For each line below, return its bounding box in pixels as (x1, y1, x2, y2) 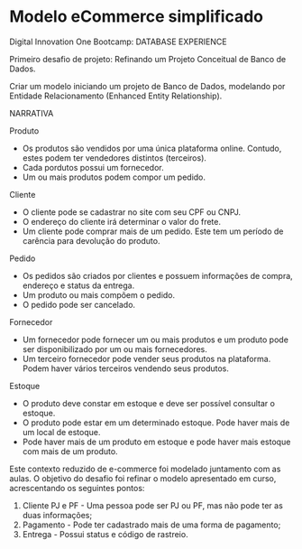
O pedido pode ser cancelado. (22, 299, 136, 310)
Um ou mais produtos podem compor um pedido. (22, 172, 206, 182)
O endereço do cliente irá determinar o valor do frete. (22, 216, 221, 227)
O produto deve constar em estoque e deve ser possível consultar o (22, 397, 275, 408)
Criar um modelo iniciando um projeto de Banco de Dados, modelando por (9, 80, 286, 91)
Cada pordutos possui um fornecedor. (22, 162, 164, 172)
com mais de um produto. (22, 445, 119, 457)
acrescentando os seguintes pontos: (9, 482, 145, 493)
